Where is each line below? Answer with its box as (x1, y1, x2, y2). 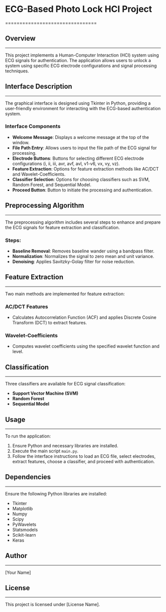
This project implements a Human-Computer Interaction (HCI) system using (5, 52, 159, 58)
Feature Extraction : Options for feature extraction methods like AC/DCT (12, 166, 159, 172)
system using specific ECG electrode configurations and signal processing (5, 62, 157, 68)
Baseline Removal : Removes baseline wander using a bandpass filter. (12, 248, 155, 254)
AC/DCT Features (5, 303, 48, 310)
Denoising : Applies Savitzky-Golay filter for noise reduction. (12, 258, 135, 264)
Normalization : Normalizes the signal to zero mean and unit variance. (12, 253, 155, 259)
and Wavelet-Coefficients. (12, 171, 66, 177)
